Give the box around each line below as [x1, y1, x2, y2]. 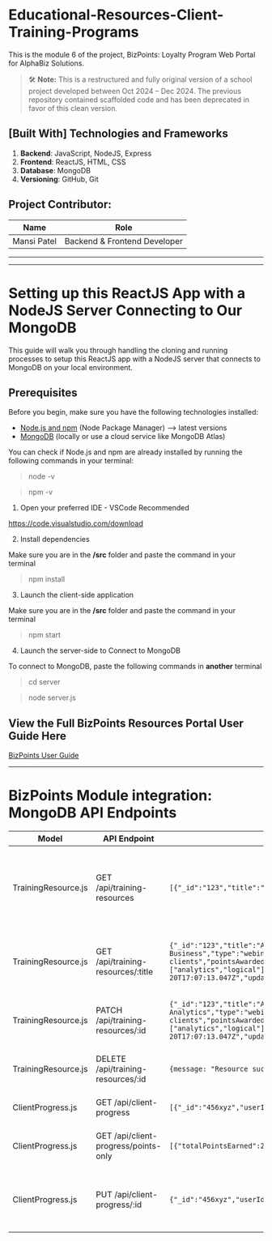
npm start [28, 630, 61, 640]
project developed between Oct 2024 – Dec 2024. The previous [28, 86, 241, 96]
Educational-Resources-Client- [8, 6, 224, 24]
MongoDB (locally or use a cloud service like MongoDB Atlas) [19, 432, 226, 441]
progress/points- [96, 1141, 162, 1152]
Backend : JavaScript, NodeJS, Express [19, 148, 152, 158]
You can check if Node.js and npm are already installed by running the [8, 447, 243, 457]
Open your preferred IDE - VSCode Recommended [19, 503, 189, 513]
